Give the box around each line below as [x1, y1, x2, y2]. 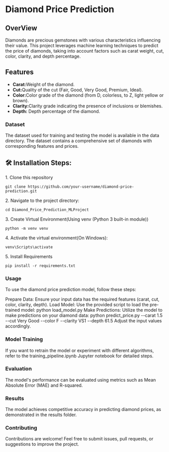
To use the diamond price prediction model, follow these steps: [5, 286, 136, 293]
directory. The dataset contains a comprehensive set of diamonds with [5, 138, 152, 144]
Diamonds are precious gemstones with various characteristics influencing [5, 37, 160, 43]
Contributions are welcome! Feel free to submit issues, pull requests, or [5, 436, 154, 442]
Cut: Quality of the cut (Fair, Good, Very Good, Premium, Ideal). [12, 87, 143, 93]
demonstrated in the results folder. [5, 412, 77, 418]
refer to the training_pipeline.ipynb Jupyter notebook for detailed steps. [5, 353, 154, 359]
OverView [5, 24, 37, 32]
